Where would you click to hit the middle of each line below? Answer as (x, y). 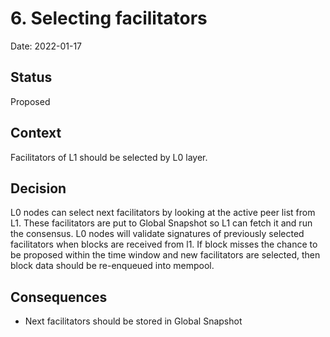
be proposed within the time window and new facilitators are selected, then (165, 255)
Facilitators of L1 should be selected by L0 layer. (109, 157)
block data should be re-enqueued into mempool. (112, 266)
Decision (38, 188)
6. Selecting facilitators (109, 18)
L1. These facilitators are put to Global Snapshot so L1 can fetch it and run (161, 223)
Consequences (59, 297)
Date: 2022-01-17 (46, 46)
